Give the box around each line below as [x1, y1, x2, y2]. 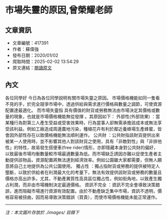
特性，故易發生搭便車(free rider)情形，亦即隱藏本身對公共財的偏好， [18, 145, 158, 150]
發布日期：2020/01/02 [12, 53, 59, 58]
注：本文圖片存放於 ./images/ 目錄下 [5, 209, 80, 215]
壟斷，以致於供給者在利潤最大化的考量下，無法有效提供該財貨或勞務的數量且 [5, 169, 162, 175]
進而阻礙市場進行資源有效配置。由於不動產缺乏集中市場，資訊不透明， [13, 188, 158, 194]
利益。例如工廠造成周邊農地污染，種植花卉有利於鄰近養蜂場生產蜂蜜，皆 [13, 126, 162, 132]
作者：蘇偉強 [12, 46, 39, 52]
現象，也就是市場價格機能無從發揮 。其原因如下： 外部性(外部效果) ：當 [13, 113, 161, 119]
